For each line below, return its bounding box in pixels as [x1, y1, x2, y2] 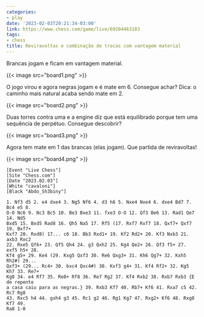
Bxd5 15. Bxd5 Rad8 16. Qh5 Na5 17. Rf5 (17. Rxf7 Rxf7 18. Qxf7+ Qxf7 [6, 220, 192, 226]
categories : [6, 9, 37, 15]
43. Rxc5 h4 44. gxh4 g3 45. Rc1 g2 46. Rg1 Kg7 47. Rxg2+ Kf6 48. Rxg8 [6, 295, 195, 301]
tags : [6, 32, 20, 38]
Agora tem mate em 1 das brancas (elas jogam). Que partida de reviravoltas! [6, 143, 197, 151]
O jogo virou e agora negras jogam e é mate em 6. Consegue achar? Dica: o [6, 83, 197, 90]
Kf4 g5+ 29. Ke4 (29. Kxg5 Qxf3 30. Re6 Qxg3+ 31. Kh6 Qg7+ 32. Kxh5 [6, 252, 187, 258]
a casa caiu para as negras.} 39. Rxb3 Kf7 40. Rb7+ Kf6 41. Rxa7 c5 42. [6, 284, 198, 290]
